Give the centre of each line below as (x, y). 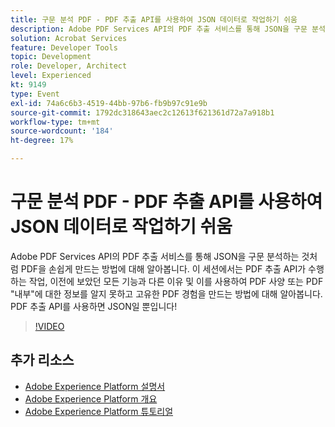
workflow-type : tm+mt (55, 122)
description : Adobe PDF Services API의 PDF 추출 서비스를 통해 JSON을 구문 (159, 29)
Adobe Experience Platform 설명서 (95, 386)
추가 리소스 (42, 360)
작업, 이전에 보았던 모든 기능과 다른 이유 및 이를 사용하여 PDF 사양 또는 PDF (176, 281)
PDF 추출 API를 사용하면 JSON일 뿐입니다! (94, 306)
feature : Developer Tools (64, 47)
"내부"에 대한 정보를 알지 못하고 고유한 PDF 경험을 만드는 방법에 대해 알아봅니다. (166, 293)
